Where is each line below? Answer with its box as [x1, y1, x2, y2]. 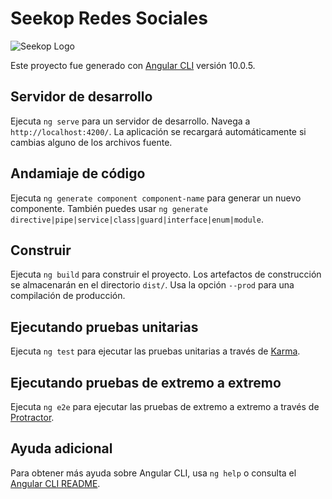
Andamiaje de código [10, 165, 146, 182]
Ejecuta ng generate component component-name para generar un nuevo [10, 192, 302, 204]
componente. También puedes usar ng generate [10, 202, 208, 214]
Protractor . [10, 412, 55, 423]
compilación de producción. [10, 290, 126, 302]
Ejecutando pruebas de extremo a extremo [10, 374, 282, 391]
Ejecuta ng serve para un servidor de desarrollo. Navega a [10, 115, 251, 127]
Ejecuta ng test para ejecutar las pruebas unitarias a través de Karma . [10, 345, 301, 357]
